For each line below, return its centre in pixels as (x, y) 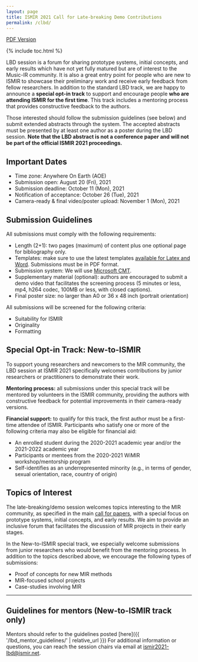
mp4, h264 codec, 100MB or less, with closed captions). (83, 290)
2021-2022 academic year (47, 449)
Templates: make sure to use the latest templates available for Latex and (102, 258)
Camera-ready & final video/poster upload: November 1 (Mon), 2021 (97, 201)
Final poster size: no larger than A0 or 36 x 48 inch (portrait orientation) (101, 296)
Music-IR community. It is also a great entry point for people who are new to (98, 75)
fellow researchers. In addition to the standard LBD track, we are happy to (96, 88)
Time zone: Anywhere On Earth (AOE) (60, 176)
